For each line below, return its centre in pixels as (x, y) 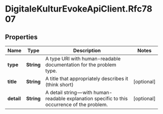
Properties (21, 37)
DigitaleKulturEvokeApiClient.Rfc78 (79, 9)
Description (87, 50)
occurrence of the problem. (77, 105)
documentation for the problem (81, 65)
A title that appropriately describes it (87, 78)
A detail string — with (69, 93)
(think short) (59, 85)
